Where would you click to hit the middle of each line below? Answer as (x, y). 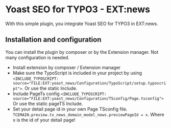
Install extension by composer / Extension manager (67, 67)
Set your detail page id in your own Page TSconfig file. (70, 109)
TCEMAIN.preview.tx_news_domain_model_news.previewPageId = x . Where (88, 114)
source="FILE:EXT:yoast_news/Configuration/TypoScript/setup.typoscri (89, 83)
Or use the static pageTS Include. (48, 103)
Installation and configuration (53, 40)
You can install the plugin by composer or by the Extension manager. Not (82, 52)
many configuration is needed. (38, 57)
